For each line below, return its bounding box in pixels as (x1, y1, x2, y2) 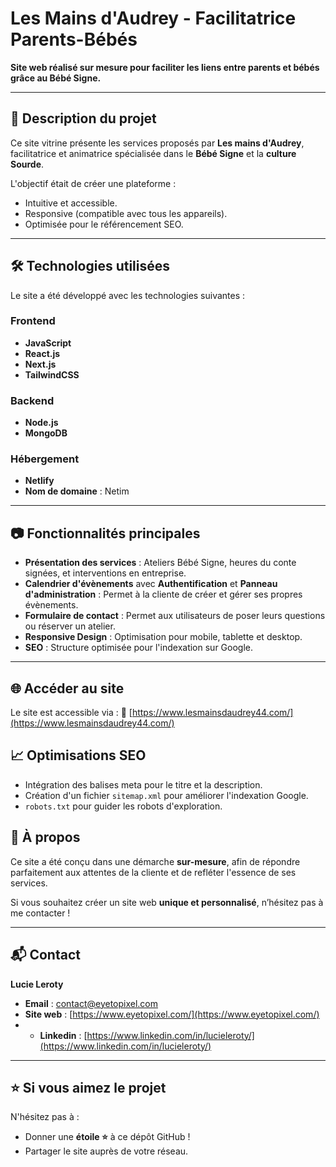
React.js (24, 347, 61, 359)
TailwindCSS (24, 368, 80, 381)
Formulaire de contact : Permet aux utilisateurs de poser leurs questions (24, 610, 326, 622)
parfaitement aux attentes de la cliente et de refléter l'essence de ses (10, 866, 297, 878)
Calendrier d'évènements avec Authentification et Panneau (24, 578, 278, 590)
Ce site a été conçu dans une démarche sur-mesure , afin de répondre (10, 855, 301, 867)
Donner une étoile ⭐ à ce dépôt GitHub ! (24, 1131, 191, 1143)
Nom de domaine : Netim (24, 485, 130, 497)
